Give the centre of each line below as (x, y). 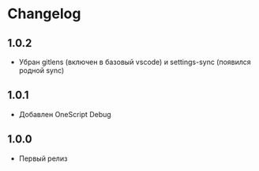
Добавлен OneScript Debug (65, 114)
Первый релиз (43, 158)
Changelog (44, 14)
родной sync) (41, 70)
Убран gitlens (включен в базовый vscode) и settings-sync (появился (135, 62)
